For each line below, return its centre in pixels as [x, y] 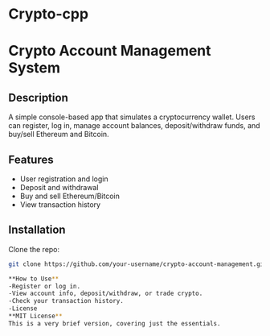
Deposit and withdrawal [59, 187]
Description [38, 97]
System [35, 68]
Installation [37, 230]
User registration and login [64, 179]
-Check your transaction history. [66, 301]
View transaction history [60, 205]
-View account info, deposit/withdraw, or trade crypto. [106, 294]
